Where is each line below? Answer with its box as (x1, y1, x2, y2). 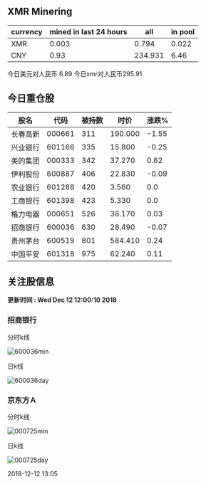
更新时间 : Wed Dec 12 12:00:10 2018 (7, 295, 118, 305)
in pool (170, 26, 195, 36)
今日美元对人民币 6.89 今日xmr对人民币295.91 (7, 69, 143, 78)
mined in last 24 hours (49, 26, 128, 36)
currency (11, 26, 43, 36)
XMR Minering (7, 6, 73, 18)
